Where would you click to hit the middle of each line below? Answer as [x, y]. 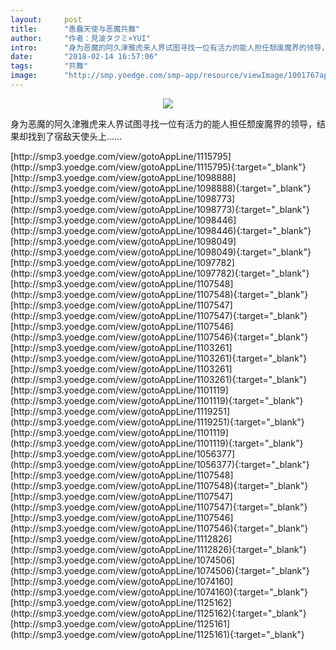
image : [24, 76]
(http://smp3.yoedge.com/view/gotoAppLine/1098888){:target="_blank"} [161, 188]
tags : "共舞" [49, 66]
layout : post [46, 19]
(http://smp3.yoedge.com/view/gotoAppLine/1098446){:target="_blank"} [161, 230]
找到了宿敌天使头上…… [75, 136]
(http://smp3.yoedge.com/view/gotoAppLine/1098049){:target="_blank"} [161, 252]
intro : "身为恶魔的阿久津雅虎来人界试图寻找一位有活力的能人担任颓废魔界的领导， [170, 47]
